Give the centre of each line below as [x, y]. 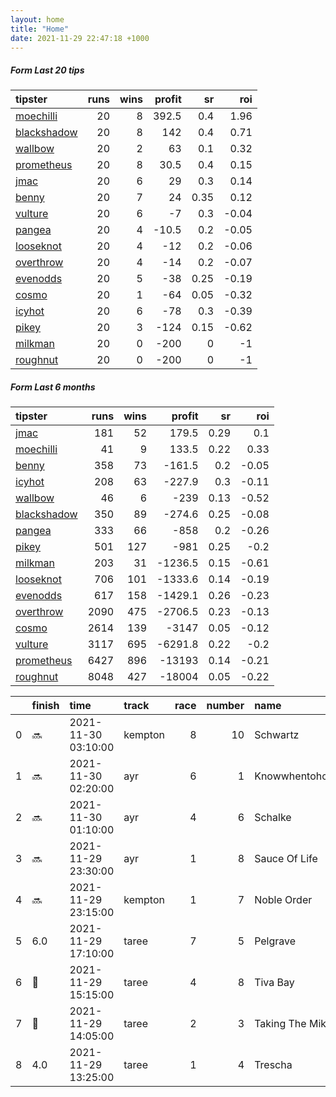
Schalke [273, 818]
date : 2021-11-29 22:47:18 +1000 [80, 38]
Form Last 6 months [53, 387]
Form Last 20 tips [47, 70]
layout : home [37, 19]
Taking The [280, 1024]
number [225, 706]
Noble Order [283, 900]
